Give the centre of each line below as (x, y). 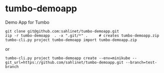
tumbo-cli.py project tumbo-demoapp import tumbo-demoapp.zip (71, 40)
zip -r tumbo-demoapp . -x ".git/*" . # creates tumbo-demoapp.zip (82, 36)
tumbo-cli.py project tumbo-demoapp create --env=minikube (68, 58)
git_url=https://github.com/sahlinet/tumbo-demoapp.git (64, 62)
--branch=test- (141, 62)
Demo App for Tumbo (27, 22)
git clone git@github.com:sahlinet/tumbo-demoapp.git (62, 31)
